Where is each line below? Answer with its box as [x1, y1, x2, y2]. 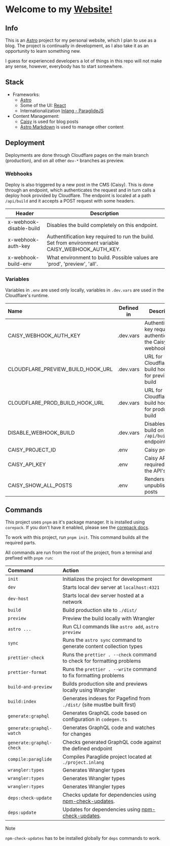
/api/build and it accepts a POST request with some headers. [5, 198, 135, 204]
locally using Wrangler [62, 687, 116, 694]
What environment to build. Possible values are [47, 254, 158, 261]
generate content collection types [62, 643, 143, 650]
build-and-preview [8, 684, 52, 690]
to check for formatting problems [62, 658, 141, 665]
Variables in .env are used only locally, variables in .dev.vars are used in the [5, 287, 164, 293]
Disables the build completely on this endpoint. [47, 221, 158, 229]
